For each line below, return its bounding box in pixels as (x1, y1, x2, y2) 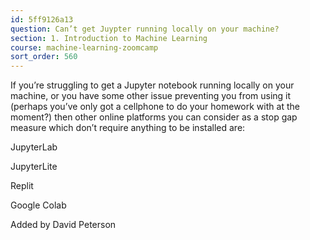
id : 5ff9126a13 (10, 14, 74, 25)
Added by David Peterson (10, 219, 117, 231)
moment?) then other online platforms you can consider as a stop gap (10, 111, 298, 123)
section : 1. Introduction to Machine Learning (10, 33, 208, 43)
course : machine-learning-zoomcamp (10, 42, 159, 53)
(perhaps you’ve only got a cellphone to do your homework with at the (10, 101, 300, 113)
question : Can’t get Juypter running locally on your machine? (10, 24, 280, 34)
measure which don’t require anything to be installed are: (10, 122, 246, 134)
